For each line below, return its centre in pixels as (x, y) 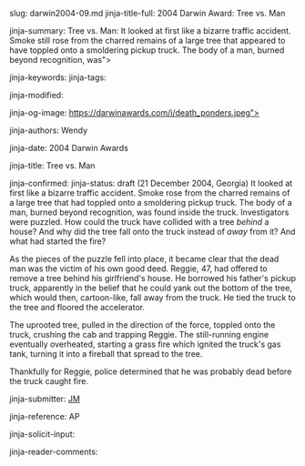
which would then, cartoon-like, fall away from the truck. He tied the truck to (152, 298)
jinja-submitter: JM (45, 399)
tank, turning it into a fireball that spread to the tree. (106, 354)
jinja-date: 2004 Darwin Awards (69, 148)
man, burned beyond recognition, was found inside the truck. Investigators (149, 212)
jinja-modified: (36, 95)
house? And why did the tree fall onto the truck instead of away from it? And (152, 232)
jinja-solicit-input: (42, 434)
